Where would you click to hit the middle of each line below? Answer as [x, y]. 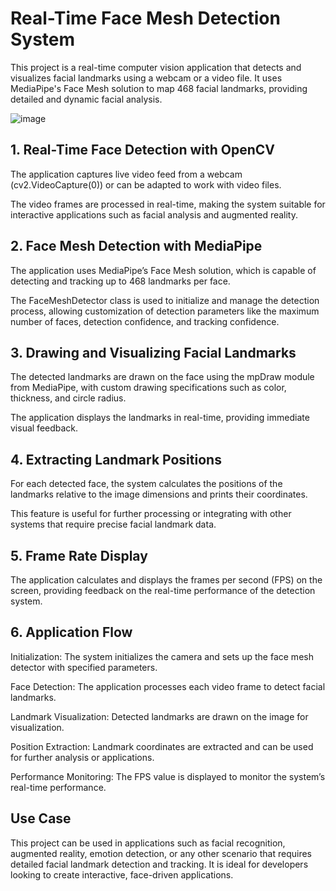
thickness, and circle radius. [68, 398]
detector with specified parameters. [84, 667]
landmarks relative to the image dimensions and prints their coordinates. [159, 494]
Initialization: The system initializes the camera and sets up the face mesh [162, 656]
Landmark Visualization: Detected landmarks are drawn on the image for [159, 716]
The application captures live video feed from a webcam [126, 174]
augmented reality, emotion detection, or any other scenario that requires [161, 853]
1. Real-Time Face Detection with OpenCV [142, 150]
